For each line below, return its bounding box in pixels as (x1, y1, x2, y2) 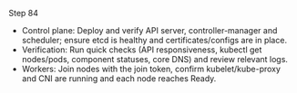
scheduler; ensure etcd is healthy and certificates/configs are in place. (21, 35, 288, 45)
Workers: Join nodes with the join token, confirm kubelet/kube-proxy (21, 63, 282, 74)
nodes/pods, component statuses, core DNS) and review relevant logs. (21, 54, 289, 64)
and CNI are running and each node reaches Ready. (21, 73, 217, 84)
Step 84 (8, 8, 38, 18)
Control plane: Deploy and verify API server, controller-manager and (21, 25, 278, 35)
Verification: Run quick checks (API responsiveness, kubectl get (21, 44, 262, 55)
